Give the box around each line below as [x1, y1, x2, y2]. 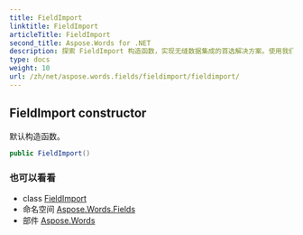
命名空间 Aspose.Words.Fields [22, 203, 136, 214]
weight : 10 [9, 64, 50, 73]
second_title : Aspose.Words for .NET [9, 38, 151, 48]
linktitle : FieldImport [9, 22, 99, 31]
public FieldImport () [9, 148, 91, 158]
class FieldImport [22, 193, 87, 203]
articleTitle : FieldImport [9, 30, 111, 39]
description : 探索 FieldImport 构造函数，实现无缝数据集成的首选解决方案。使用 [9, 47, 282, 56]
